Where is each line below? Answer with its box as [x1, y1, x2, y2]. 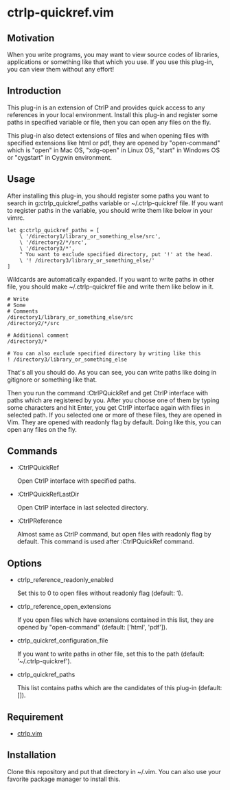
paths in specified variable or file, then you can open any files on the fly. [7, 118, 211, 126]
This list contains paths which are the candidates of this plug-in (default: [16, 684, 222, 692]
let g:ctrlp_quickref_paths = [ [7, 227, 100, 233]
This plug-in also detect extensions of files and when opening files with [7, 131, 209, 139]
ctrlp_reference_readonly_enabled [16, 576, 114, 584]
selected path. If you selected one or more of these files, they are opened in [7, 410, 222, 419]
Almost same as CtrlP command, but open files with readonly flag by [16, 530, 211, 539]
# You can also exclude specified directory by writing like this [7, 350, 201, 357]
